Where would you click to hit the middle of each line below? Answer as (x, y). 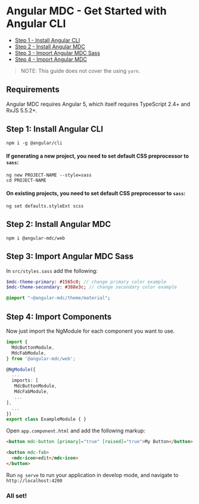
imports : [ (25, 380)
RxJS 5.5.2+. (22, 110)
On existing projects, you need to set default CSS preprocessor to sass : (96, 193)
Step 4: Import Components (59, 317)
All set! (17, 496)
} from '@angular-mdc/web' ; (41, 359)
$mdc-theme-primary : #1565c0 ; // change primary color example (86, 282)
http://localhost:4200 (34, 481)
